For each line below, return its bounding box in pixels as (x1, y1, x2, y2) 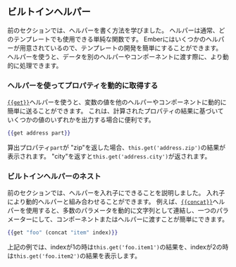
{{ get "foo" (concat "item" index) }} (7, 229, 118, 237)
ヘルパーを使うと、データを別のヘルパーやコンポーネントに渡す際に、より (7, 52, 223, 61)
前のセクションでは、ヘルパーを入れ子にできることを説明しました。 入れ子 (7, 189, 225, 197)
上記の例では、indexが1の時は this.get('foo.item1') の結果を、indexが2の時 (7, 243, 229, 252)
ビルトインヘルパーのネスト (7, 171, 101, 181)
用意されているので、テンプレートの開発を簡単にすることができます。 (19, 44, 223, 52)
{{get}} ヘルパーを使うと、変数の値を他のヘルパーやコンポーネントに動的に (7, 98, 227, 106)
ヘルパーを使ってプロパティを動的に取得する (7, 80, 159, 90)
